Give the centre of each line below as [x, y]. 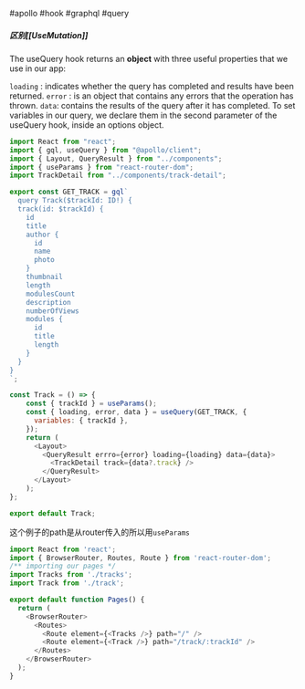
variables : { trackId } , [81, 421]
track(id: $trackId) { [61, 209]
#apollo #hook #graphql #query [69, 13]
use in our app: [38, 68]
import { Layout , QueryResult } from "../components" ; [116, 159]
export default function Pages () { [77, 600]
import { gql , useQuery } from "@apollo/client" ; [106, 150]
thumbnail [45, 277]
